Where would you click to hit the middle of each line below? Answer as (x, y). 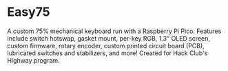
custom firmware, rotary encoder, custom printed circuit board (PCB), (106, 45)
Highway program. (33, 60)
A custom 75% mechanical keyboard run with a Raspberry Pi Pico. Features (114, 31)
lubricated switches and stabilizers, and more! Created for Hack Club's (107, 53)
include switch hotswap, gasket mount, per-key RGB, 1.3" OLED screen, (109, 38)
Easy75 (29, 12)
